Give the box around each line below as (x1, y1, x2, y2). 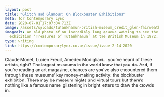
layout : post (5, 7, 32, 12)
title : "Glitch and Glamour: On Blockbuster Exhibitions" (5, 12, 125, 16)
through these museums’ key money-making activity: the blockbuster (5, 72, 145, 78)
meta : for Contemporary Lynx (5, 16, 64, 21)
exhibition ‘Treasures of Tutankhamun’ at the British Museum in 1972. (9, 34, 159, 39)
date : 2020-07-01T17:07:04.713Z (5, 20, 71, 26)
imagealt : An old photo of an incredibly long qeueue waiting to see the (5, 30, 159, 34)
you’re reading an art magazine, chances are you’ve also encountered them (5, 66, 157, 73)
